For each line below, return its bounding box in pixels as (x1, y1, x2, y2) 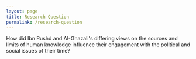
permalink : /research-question (6, 19, 82, 25)
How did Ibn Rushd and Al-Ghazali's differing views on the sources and (6, 35, 178, 42)
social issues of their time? (6, 47, 70, 54)
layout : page (6, 8, 38, 14)
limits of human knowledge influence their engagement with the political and (6, 41, 190, 48)
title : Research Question (6, 14, 69, 20)
